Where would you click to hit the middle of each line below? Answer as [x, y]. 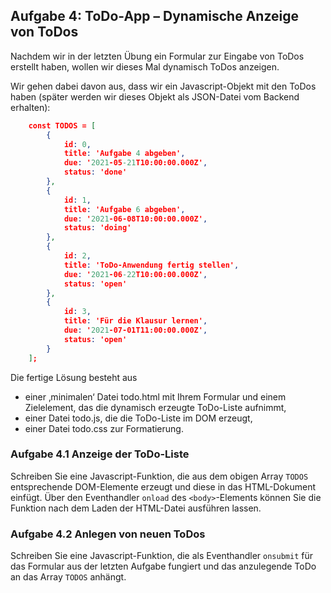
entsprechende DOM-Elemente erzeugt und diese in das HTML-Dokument [163, 486]
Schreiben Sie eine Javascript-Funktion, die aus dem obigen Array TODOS [159, 476]
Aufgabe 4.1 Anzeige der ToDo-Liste [100, 454]
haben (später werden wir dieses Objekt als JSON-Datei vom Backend [155, 96]
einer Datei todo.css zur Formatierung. [104, 428]
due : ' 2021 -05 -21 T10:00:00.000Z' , [135, 163]
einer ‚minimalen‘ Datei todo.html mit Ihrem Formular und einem [155, 396]
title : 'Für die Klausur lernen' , [135, 321]
